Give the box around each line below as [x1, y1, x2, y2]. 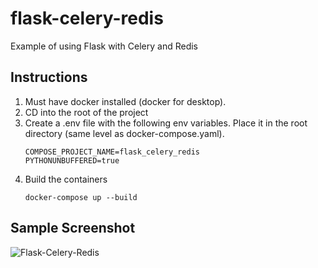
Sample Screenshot [10, 220, 136, 237]
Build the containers [24, 173, 108, 185]
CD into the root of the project [24, 106, 149, 118]
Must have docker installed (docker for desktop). [24, 95, 227, 107]
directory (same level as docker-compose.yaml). [24, 127, 225, 139]
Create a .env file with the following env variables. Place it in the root [24, 117, 308, 129]
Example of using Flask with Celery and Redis [10, 40, 198, 52]
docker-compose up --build [24, 192, 138, 202]
